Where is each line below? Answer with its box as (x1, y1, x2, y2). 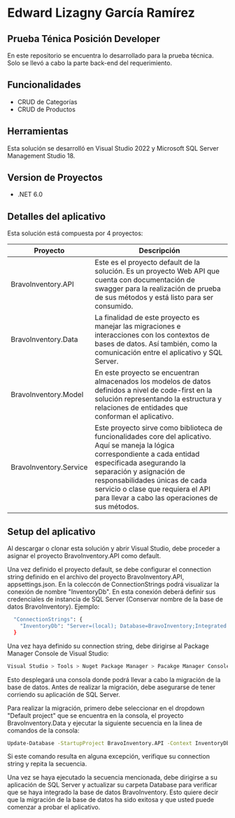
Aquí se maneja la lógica (94, 441, 175, 450)
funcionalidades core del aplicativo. (94, 432, 212, 442)
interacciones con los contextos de (94, 331, 210, 340)
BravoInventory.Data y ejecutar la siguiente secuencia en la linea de (7, 719, 203, 727)
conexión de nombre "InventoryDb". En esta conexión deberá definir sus (7, 588, 216, 596)
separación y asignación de (94, 467, 185, 477)
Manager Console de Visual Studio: (7, 649, 109, 658)
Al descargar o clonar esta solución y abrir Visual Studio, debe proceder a (7, 544, 220, 553)
